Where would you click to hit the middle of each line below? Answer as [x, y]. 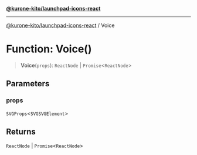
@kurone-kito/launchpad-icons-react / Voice [60, 25]
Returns [21, 132]
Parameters [28, 84]
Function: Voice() [49, 49]
